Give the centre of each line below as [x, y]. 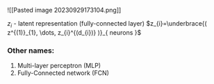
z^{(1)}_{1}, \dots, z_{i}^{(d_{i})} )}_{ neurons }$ [74, 32]
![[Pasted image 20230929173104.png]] [64, 10]
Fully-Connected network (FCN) [63, 73]
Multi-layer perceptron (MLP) [59, 66]
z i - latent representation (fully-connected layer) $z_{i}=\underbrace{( [107, 24]
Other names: [31, 50]
